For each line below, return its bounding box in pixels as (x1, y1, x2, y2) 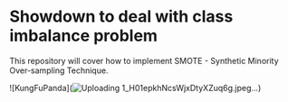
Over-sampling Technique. (9, 65, 109, 76)
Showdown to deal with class (9, 6, 234, 27)
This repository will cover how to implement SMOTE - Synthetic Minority (9, 55, 279, 66)
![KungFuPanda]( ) (9, 82, 262, 93)
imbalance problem (9, 25, 158, 46)
